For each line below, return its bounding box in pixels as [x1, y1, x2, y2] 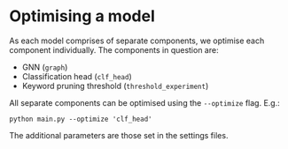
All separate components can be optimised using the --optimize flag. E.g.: [9, 97, 281, 108]
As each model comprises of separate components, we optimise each [9, 35, 265, 46]
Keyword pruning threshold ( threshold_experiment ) [21, 80, 209, 91]
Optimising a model [9, 6, 155, 26]
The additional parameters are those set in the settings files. [9, 130, 229, 140]
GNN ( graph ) [21, 62, 68, 72]
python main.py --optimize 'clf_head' [9, 115, 152, 123]
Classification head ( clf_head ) [21, 71, 133, 81]
